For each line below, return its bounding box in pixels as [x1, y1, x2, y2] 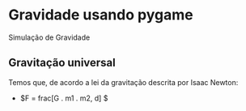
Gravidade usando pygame [8, 6, 193, 24]
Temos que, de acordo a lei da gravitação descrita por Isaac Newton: [8, 77, 239, 87]
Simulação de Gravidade [8, 32, 91, 42]
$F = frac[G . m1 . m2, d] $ [19, 93, 108, 103]
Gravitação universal [8, 56, 116, 70]
